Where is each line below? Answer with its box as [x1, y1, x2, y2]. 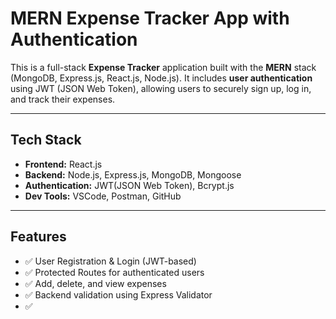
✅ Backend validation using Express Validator [24, 288, 213, 301]
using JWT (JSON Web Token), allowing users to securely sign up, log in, [10, 82, 312, 94]
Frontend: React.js [24, 158, 103, 170]
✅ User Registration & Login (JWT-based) [24, 255, 197, 267]
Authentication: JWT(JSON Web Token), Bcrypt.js [24, 179, 235, 191]
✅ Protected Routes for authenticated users [24, 266, 205, 278]
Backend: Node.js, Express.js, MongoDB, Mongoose [24, 168, 242, 181]
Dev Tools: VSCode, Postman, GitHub [24, 190, 182, 202]
